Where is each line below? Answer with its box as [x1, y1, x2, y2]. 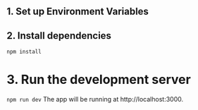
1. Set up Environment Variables [6, 6, 149, 18]
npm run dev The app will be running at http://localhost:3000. [6, 95, 184, 104]
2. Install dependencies [6, 30, 112, 42]
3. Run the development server [6, 72, 191, 87]
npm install [6, 49, 42, 56]
